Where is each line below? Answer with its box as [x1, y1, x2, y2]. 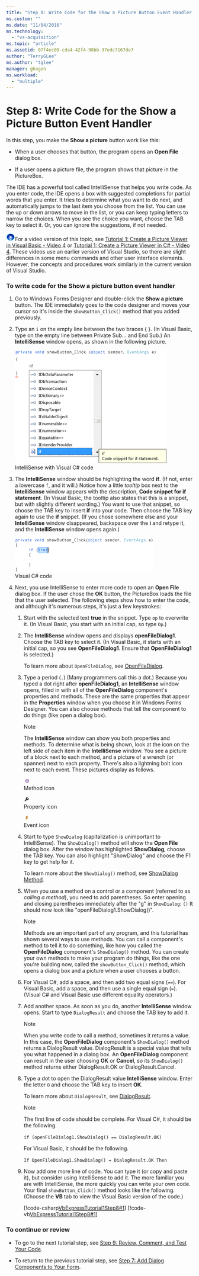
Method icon [23, 785, 55, 792]
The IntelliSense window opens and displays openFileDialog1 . [23, 632, 176, 639]
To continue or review [6, 1226, 70, 1234]
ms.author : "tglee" [6, 59, 54, 65]
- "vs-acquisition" [11, 34, 60, 41]
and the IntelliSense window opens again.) [14, 526, 120, 533]
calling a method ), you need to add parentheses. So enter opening [23, 894, 187, 901]
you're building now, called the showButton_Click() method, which [23, 961, 185, 968]
